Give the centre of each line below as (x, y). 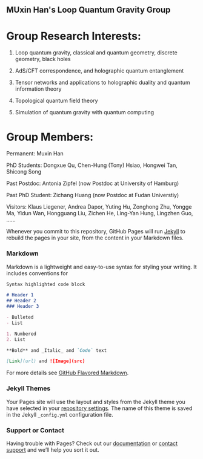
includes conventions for (37, 273)
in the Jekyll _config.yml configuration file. (60, 414)
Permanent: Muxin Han (35, 154)
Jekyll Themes (28, 388)
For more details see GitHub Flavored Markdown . (68, 373)
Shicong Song (24, 172)
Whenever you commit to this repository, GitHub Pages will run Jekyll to (96, 232)
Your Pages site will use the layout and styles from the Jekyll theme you (96, 402)
